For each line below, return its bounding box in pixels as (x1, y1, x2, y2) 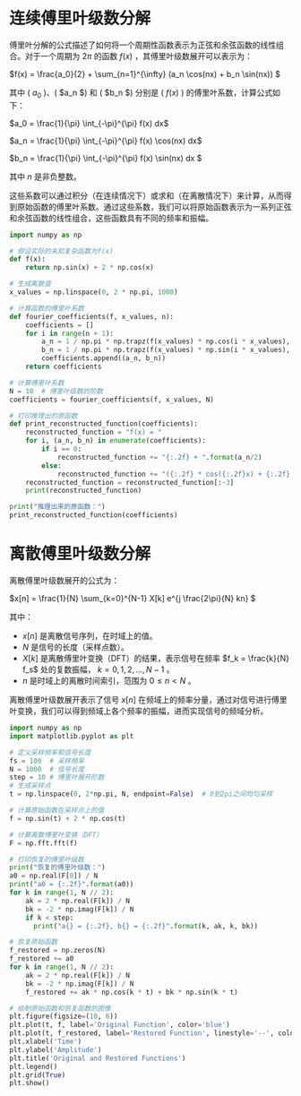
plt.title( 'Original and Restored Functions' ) (9, 1054, 186, 1063)
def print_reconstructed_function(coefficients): (9, 419, 199, 428)
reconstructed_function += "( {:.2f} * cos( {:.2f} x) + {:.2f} (56, 470, 291, 479)
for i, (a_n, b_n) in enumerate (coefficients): (25, 436, 206, 445)
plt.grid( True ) (9, 1070, 66, 1080)
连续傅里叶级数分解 (9, 8, 151, 29)
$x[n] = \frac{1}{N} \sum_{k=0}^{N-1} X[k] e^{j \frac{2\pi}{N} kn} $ (9, 593, 256, 604)
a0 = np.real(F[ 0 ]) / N (9, 871, 99, 881)
